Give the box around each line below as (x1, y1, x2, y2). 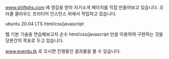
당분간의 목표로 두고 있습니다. (5, 37, 64, 43)
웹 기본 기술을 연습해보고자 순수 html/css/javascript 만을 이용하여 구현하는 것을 (5, 31, 163, 37)
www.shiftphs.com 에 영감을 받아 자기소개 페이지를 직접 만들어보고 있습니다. (5, 5, 159, 10)
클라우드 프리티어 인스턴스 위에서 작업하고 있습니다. (14, 11, 117, 17)
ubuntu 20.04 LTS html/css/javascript (5, 21, 84, 27)
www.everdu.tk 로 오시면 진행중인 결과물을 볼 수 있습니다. (5, 48, 121, 54)
